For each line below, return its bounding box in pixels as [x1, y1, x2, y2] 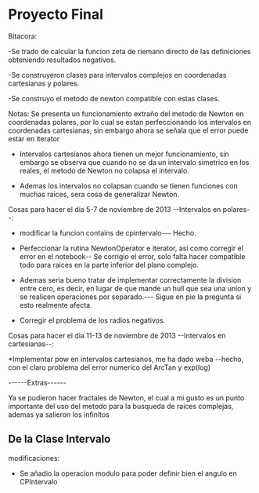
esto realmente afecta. [19, 300, 92, 309]
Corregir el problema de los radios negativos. [19, 316, 166, 325]
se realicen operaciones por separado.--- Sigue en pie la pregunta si [19, 292, 242, 301]
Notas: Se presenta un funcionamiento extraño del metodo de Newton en [8, 108, 244, 119]
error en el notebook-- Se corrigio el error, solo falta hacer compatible [19, 251, 246, 261]
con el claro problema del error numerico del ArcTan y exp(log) [8, 363, 211, 372]
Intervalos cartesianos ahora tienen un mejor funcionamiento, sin [19, 149, 229, 159]
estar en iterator [8, 133, 60, 143]
